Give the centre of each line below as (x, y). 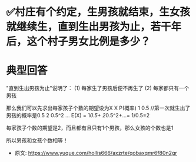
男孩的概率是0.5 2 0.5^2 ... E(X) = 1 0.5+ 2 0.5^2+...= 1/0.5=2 (78, 115)
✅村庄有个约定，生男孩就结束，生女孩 (98, 12)
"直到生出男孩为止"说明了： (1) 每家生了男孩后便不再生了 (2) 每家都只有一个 (98, 88)
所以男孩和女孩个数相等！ (37, 140)
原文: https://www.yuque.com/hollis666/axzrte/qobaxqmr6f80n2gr (96, 153)
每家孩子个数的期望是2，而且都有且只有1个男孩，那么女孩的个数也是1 (90, 128)
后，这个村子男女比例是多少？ (79, 42)
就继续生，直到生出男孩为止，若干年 (94, 27)
